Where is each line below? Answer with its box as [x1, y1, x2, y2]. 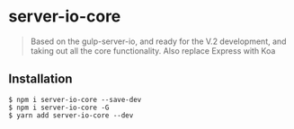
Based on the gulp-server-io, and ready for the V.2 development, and [30, 36, 287, 47]
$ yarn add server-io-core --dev [8, 110, 134, 120]
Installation [8, 72, 73, 87]
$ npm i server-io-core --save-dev [8, 95, 142, 104]
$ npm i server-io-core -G [8, 103, 110, 112]
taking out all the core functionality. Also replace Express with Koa [30, 45, 276, 56]
